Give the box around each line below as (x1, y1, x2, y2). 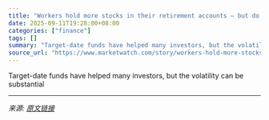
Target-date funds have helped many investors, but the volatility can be (8, 71, 244, 80)
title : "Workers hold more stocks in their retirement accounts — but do (8, 11, 260, 20)
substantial (8, 79, 45, 89)
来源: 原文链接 (8, 103, 54, 113)
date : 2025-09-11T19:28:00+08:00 (8, 19, 120, 27)
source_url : (8, 49, 48, 57)
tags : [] (8, 34, 38, 42)
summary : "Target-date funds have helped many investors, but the (8, 42, 235, 50)
